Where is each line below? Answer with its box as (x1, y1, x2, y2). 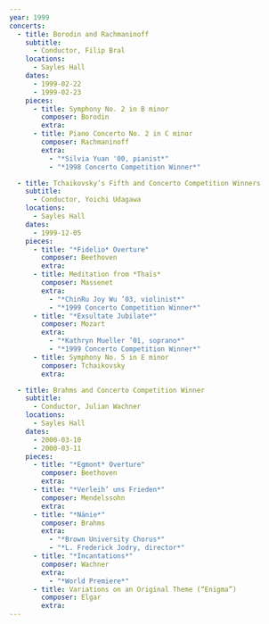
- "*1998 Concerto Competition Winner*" (48, 162, 201, 171)
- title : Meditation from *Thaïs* (32, 270, 162, 279)
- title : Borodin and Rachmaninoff (17, 29, 150, 38)
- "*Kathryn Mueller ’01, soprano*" (48, 337, 185, 345)
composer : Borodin (41, 112, 110, 121)
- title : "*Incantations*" (32, 552, 134, 561)
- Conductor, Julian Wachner (32, 403, 142, 412)
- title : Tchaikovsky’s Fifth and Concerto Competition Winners (17, 179, 261, 187)
